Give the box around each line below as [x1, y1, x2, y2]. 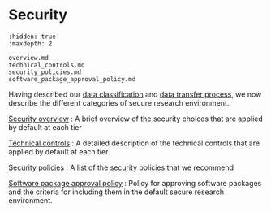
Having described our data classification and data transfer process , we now [8, 89, 262, 99]
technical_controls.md [8, 61, 85, 69]
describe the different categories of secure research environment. [8, 97, 230, 107]
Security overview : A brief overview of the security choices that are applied [8, 114, 264, 123]
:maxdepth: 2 [8, 39, 53, 48]
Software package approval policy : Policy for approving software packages [8, 178, 262, 188]
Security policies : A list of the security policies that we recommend [8, 162, 234, 172]
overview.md [8, 54, 49, 62]
